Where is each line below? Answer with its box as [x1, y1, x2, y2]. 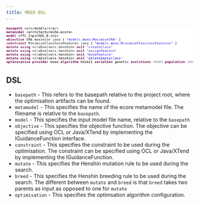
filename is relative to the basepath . [14, 110, 101, 117]
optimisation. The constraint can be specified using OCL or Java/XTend [14, 147, 190, 154]
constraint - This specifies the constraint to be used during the [14, 141, 170, 148]
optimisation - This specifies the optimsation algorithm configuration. [14, 191, 185, 198]
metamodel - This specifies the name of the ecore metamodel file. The [14, 103, 184, 110]
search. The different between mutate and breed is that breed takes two [14, 179, 188, 186]
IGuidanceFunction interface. [14, 134, 86, 142]
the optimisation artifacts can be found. [14, 97, 111, 104]
